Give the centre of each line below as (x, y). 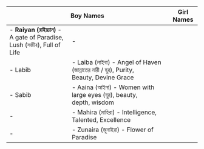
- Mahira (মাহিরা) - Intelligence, (114, 112)
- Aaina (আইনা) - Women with (113, 87)
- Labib (20, 70)
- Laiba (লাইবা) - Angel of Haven (117, 62)
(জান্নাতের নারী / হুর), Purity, (103, 70)
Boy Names (87, 16)
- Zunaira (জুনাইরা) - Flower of (113, 130)
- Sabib (20, 95)
